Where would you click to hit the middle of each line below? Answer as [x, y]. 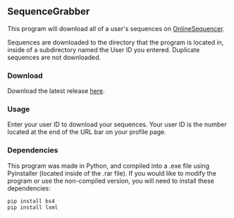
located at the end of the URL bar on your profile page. [87, 132]
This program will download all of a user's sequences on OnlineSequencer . [116, 28]
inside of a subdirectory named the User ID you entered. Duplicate [104, 49]
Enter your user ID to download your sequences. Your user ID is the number [117, 125]
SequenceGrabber [49, 12]
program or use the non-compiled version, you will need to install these [111, 181]
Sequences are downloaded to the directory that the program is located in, [116, 42]
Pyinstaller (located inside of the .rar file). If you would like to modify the [112, 173]
